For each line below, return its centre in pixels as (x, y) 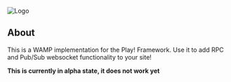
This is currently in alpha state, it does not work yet (84, 71)
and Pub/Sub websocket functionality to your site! (80, 57)
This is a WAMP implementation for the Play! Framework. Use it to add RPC (116, 50)
